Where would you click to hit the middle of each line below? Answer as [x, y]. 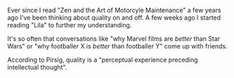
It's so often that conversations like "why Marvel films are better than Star [114, 39]
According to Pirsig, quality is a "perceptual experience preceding [103, 60]
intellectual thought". [37, 67]
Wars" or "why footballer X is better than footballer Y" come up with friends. [117, 46]
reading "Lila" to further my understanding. [70, 25]
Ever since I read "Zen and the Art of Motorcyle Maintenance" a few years [114, 10]
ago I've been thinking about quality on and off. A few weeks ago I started [114, 18]
